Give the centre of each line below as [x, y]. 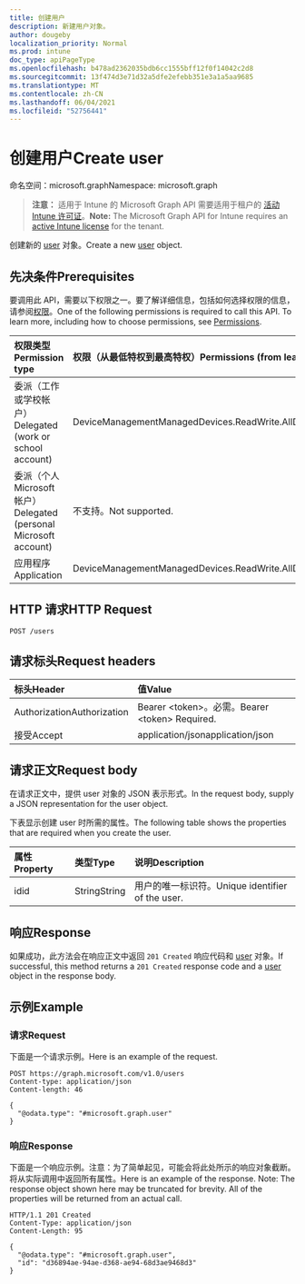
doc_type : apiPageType [52, 60]
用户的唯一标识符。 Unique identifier [211, 886]
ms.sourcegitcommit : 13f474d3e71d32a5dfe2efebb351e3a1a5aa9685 [132, 77]
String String [100, 891]
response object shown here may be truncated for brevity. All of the [136, 1189]
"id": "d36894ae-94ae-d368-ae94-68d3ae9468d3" [107, 1263]
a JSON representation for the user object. [89, 804]
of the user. [159, 898]
